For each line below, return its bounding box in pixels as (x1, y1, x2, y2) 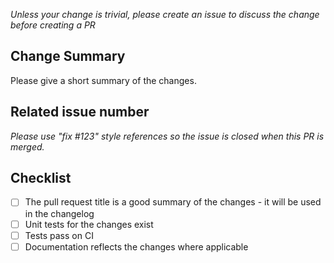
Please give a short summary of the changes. (10, 74, 197, 86)
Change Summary (10, 48, 126, 65)
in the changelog (24, 207, 95, 219)
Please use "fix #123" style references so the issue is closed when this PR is (10, 130, 325, 142)
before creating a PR (10, 19, 96, 31)
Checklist (10, 170, 72, 187)
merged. (10, 140, 45, 153)
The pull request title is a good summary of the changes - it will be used (24, 196, 322, 208)
